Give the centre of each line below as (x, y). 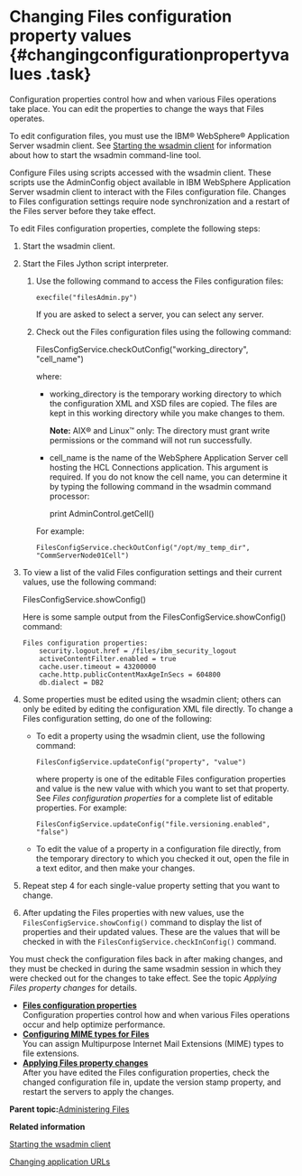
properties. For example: (82, 807)
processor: (69, 496)
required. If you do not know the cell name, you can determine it (168, 477)
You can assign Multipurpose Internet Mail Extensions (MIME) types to (153, 1043)
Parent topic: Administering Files (69, 1109)
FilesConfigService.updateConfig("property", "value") (141, 762)
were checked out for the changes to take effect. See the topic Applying (143, 978)
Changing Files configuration (121, 17)
